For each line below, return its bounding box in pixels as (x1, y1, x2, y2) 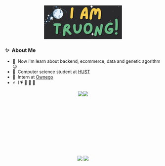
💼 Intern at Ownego (12, 74, 53, 80)
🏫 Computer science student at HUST (12, 69, 90, 75)
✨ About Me (5, 47, 36, 54)
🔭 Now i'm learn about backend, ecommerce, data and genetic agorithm (12, 58, 161, 64)
